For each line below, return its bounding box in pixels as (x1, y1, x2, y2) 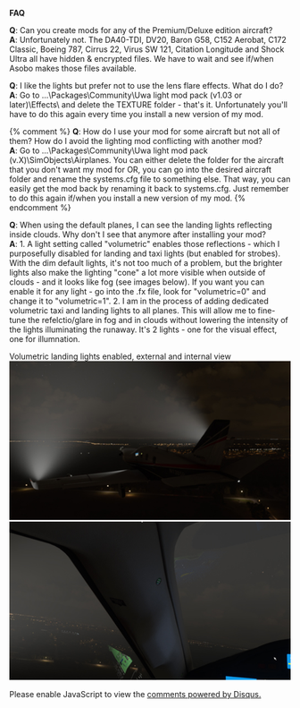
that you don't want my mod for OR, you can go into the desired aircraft (9, 165, 272, 175)
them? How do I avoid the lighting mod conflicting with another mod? (9, 136, 263, 146)
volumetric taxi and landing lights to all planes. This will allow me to (9, 305, 256, 316)
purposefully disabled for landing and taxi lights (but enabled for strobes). (9, 248, 281, 259)
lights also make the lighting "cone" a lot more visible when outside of (9, 268, 266, 277)
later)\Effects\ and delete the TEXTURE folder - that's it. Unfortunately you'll (9, 99, 288, 110)
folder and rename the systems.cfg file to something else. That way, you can (9, 174, 291, 184)
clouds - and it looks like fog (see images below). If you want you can (9, 277, 265, 287)
